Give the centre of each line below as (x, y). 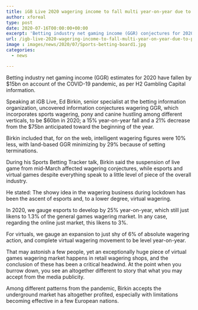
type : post (19, 22)
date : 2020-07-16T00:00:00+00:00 (47, 28)
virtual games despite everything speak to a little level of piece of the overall (99, 174)
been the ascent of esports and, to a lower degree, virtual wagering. (89, 198)
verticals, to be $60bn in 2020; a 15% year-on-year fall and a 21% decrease (98, 120)
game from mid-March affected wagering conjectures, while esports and (94, 168)
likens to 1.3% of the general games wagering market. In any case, (87, 216)
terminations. (22, 151)
